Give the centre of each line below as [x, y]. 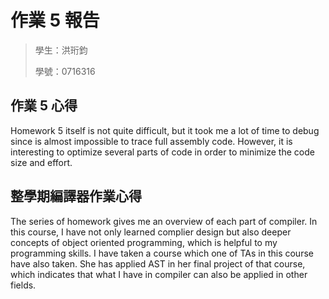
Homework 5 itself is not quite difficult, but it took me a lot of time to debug [165, 130]
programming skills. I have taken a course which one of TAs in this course [162, 253]
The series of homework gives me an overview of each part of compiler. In [164, 221]
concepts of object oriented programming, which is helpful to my [144, 242]
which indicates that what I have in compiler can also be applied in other [159, 274]
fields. [23, 285]
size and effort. [41, 162]
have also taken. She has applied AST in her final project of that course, [158, 263]
